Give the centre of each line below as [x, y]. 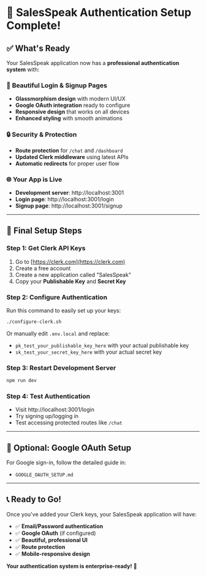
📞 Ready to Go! [34, 500]
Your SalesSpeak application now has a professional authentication [93, 63]
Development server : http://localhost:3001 [70, 192]
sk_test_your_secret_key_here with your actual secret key [89, 352]
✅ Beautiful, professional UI [51, 540]
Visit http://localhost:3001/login [55, 410]
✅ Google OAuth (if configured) [55, 533]
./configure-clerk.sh [34, 322]
